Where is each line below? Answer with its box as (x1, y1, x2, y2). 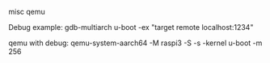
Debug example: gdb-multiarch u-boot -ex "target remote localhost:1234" (8, 23, 254, 31)
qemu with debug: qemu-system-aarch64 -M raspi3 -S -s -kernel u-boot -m (8, 38, 263, 48)
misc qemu (8, 7, 46, 16)
